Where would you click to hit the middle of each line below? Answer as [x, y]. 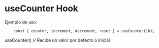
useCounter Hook [41, 9]
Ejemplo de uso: [21, 22]
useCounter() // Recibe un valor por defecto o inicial [57, 40]
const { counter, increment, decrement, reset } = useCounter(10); [84, 31]
